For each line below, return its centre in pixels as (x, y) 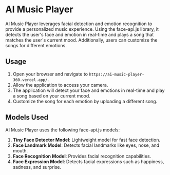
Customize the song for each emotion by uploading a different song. (85, 101)
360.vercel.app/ (30, 80)
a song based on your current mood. (52, 95)
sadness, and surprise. (37, 167)
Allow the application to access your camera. (60, 85)
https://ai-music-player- (117, 74)
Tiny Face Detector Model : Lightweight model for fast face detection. (87, 140)
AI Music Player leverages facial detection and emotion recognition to (79, 24)
